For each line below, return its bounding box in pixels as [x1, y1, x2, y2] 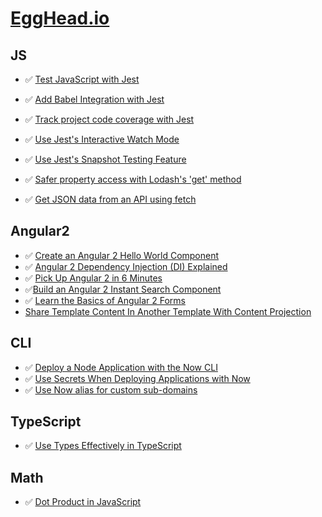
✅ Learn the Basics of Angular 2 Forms [24, 294, 186, 306]
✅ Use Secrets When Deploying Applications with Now [24, 372, 251, 384]
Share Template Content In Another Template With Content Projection [24, 305, 312, 317]
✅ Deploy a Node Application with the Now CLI [24, 361, 218, 373]
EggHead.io [10, 7, 110, 30]
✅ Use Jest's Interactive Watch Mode [24, 133, 180, 145]
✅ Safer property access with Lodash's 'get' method [24, 173, 242, 185]
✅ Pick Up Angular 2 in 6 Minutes [24, 272, 163, 284]
